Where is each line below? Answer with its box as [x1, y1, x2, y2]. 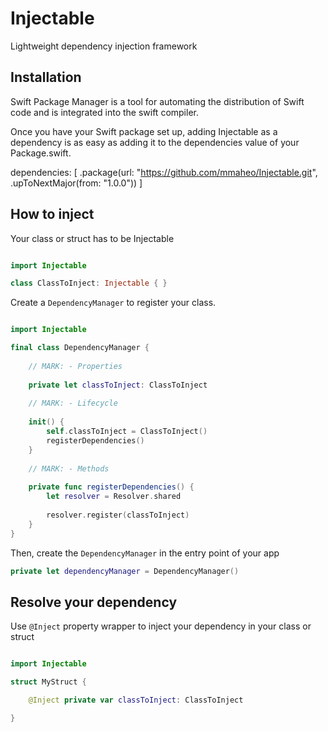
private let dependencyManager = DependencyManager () [10, 566, 240, 576]
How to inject [10, 206, 95, 223]
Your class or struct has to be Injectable [10, 232, 175, 244]
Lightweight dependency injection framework [10, 40, 198, 52]
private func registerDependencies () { [28, 482, 195, 492]
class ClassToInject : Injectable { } [10, 278, 168, 289]
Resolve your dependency [10, 593, 178, 611]
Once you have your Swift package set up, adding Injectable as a [10, 125, 278, 137]
